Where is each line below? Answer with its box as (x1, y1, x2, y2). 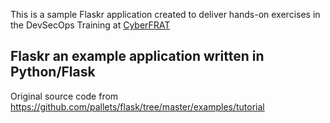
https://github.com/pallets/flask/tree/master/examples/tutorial (10, 100, 265, 113)
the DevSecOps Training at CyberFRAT (10, 19, 171, 31)
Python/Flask (10, 64, 96, 81)
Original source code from (10, 90, 119, 102)
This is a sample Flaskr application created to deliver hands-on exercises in (10, 9, 321, 20)
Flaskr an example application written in (10, 48, 265, 65)
